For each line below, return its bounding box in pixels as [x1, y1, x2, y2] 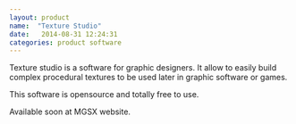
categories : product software [9, 37, 123, 47]
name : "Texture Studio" [9, 21, 102, 30]
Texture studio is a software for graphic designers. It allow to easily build [9, 62, 277, 73]
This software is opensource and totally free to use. [9, 89, 199, 100]
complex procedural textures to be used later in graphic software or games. [9, 72, 288, 83]
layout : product [9, 12, 70, 22]
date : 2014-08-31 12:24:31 [9, 29, 118, 38]
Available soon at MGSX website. [9, 106, 131, 117]
